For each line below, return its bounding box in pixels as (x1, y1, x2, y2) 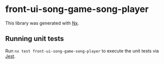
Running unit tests (5, 34, 64, 43)
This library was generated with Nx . (5, 20, 79, 26)
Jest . (5, 53, 16, 59)
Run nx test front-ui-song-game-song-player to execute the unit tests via (5, 47, 159, 53)
